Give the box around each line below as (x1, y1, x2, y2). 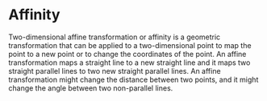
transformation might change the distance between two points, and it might (8, 75, 259, 84)
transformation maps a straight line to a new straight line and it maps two (8, 58, 251, 67)
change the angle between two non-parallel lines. (8, 83, 173, 93)
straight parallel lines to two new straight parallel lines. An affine (8, 66, 221, 75)
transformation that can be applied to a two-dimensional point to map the (8, 40, 252, 50)
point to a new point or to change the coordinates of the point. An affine (8, 49, 247, 59)
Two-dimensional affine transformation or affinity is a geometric (8, 32, 221, 42)
